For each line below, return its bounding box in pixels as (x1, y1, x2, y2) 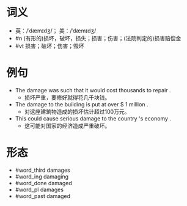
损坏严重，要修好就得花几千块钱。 (24, 94, 111, 101)
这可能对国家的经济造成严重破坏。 (24, 122, 111, 129)
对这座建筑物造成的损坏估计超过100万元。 (24, 108, 130, 115)
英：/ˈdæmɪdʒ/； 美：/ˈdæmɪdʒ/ (15, 27, 97, 34)
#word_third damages (15, 166, 70, 174)
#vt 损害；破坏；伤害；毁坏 (15, 42, 84, 50)
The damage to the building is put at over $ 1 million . (15, 100, 148, 108)
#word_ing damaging (15, 172, 69, 180)
